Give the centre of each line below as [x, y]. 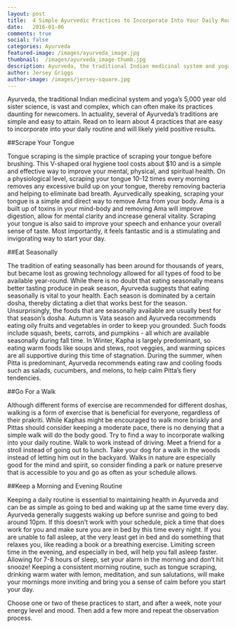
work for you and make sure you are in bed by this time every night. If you [114, 530]
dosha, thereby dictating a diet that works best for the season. [97, 303]
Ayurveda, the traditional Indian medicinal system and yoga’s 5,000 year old [117, 99]
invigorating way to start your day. [57, 239]
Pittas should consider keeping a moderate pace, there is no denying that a [116, 428]
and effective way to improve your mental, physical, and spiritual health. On [117, 171]
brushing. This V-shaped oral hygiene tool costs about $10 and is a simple [114, 164]
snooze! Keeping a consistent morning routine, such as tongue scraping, [112, 567]
